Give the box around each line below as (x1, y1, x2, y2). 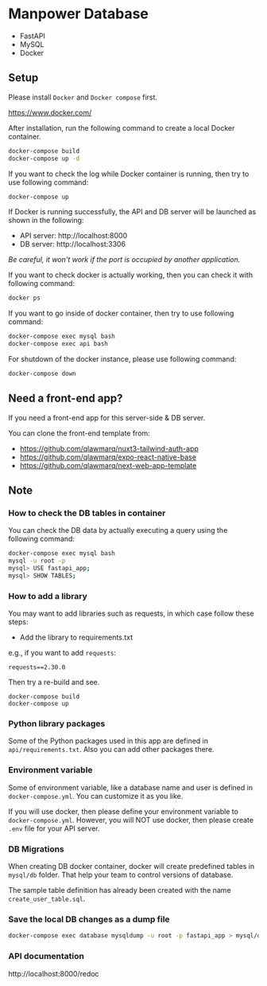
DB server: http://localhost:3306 (19, 240, 126, 249)
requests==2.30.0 (8, 663, 66, 671)
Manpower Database (8, 5, 149, 23)
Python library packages (8, 718, 106, 730)
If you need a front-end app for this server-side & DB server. (8, 413, 206, 422)
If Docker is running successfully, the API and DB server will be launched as (8, 207, 257, 217)
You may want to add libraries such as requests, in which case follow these (8, 608, 254, 618)
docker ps (8, 294, 41, 303)
